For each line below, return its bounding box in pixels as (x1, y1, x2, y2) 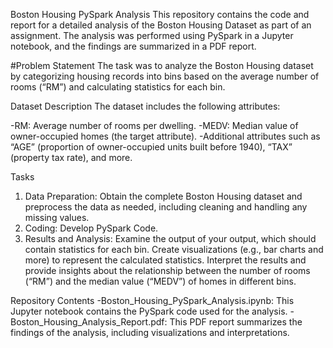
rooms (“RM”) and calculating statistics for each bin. (10, 81, 226, 93)
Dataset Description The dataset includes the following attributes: (10, 100, 281, 112)
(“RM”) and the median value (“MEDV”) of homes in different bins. (24, 275, 297, 287)
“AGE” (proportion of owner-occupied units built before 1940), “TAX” (10, 141, 293, 153)
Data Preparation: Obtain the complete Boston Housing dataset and (24, 190, 303, 202)
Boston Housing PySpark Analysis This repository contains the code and (10, 9, 310, 20)
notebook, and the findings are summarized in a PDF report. (10, 40, 257, 52)
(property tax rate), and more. (10, 152, 133, 163)
